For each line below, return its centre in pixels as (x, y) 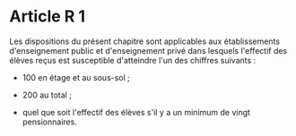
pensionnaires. (50, 122)
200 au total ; (47, 95)
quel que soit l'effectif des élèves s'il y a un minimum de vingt (136, 112)
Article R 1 (48, 17)
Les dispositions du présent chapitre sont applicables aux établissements (145, 41)
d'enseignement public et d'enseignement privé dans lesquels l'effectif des (148, 50)
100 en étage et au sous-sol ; (76, 77)
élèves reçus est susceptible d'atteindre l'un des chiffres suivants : (133, 60)
